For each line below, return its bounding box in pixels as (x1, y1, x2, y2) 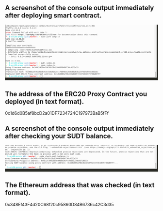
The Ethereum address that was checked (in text (5, 181, 155, 189)
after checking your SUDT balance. (5, 132, 113, 140)
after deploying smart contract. (5, 12, 102, 20)
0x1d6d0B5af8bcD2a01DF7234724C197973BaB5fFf (5, 110, 109, 116)
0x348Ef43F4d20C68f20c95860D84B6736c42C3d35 (5, 201, 114, 207)
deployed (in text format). (5, 97, 84, 105)
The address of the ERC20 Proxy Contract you (5, 90, 147, 98)
